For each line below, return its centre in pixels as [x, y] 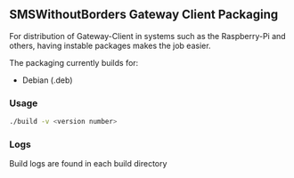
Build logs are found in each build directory [88, 164]
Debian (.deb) [47, 80]
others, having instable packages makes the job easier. [110, 45]
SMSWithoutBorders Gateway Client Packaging [144, 15]
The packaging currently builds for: [74, 62]
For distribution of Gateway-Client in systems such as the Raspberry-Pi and [148, 36]
